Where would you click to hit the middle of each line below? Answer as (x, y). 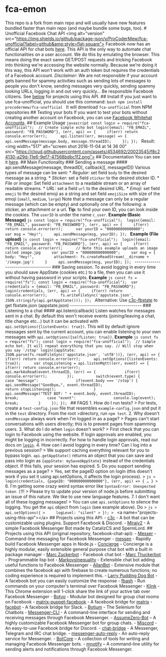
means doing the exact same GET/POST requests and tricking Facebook (79, 59)
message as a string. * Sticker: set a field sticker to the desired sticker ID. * (82, 178)
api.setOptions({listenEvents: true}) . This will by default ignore (72, 326)
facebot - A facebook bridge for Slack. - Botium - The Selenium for (73, 607)
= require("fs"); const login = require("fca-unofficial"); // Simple (80, 342)
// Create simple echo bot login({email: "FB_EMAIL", (95, 127)
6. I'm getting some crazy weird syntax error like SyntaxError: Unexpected (80, 486)
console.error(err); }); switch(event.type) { (73, 376)
